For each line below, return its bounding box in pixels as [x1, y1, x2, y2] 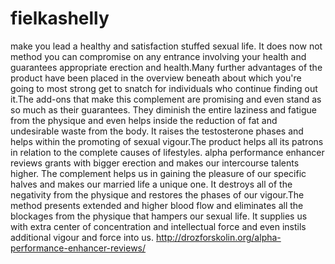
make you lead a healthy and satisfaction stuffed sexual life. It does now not [10, 40, 323, 52]
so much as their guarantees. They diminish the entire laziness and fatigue [10, 103, 317, 116]
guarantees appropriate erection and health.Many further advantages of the [10, 61, 323, 73]
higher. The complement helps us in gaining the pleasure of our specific [10, 167, 307, 179]
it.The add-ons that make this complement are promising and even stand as [10, 93, 322, 105]
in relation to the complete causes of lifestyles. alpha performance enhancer [10, 146, 325, 158]
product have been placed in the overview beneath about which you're [10, 72, 302, 84]
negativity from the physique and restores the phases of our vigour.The [10, 188, 305, 201]
